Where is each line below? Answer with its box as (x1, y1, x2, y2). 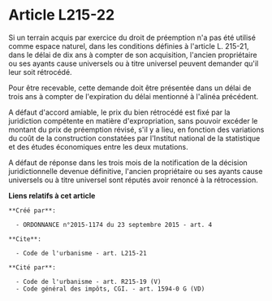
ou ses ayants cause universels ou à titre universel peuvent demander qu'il (8, 59, 259, 68)
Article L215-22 (8, 6, 115, 24)
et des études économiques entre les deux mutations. (8, 142, 188, 151)
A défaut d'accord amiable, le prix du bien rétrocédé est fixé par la (8, 107, 231, 117)
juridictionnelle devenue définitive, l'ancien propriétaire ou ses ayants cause (8, 166, 263, 176)
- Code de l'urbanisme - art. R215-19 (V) (15, 277, 162, 286)
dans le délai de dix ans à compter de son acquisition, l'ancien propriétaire (8, 50, 257, 59)
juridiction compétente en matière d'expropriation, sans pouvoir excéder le (8, 116, 258, 125)
